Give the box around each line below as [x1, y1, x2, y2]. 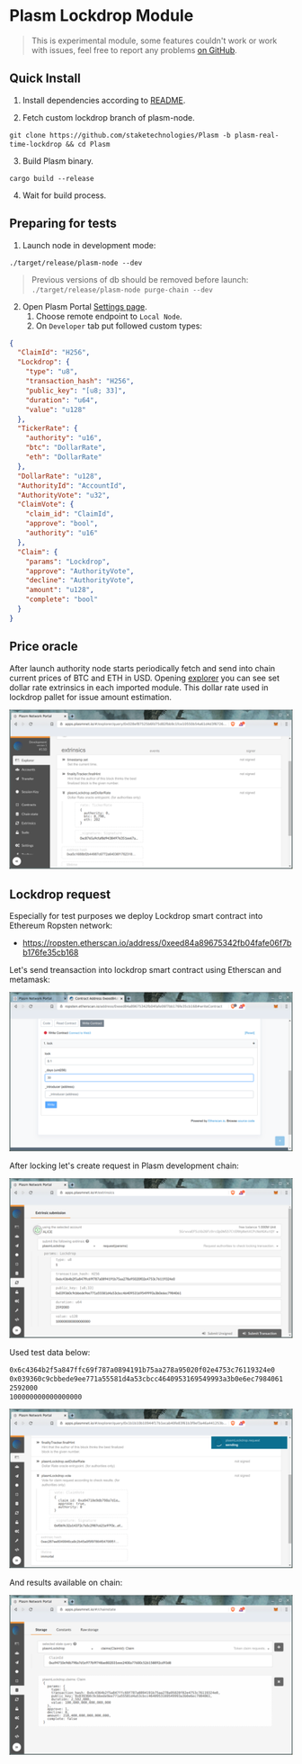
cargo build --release [9, 174, 94, 183]
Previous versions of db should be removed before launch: [31, 274, 249, 284]
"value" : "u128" [25, 405, 87, 414]
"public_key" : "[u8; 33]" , [25, 386, 127, 395]
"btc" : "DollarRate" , [25, 443, 106, 453]
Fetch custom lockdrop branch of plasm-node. [22, 112, 195, 122]
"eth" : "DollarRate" [25, 453, 102, 462]
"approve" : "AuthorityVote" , [25, 566, 135, 576]
